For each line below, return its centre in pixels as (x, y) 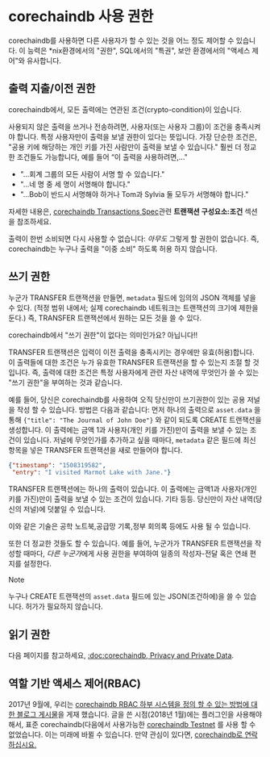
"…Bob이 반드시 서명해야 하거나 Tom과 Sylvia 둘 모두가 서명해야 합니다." (134, 194)
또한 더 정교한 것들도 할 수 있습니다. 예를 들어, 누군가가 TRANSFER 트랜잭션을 (131, 544)
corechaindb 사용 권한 (81, 17)
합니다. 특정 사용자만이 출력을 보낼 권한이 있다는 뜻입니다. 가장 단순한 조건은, (137, 136)
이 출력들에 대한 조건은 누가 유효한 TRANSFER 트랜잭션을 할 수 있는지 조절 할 (130, 362)
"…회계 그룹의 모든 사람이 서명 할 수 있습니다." (92, 174)
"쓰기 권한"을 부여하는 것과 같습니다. (66, 382)
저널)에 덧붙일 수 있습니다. (64, 509)
